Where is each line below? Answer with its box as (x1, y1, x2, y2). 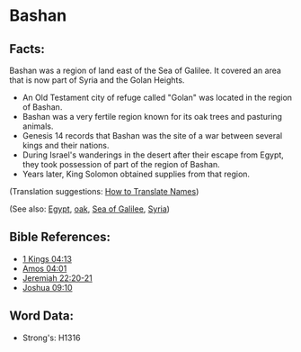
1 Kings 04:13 (22, 253, 72, 264)
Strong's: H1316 (22, 332, 81, 343)
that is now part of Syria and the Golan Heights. (9, 75, 185, 86)
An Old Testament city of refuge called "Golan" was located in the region (22, 92, 293, 103)
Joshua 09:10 (22, 282, 74, 293)
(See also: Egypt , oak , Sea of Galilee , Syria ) (9, 203, 171, 214)
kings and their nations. (22, 140, 110, 150)
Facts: (9, 41, 45, 57)
